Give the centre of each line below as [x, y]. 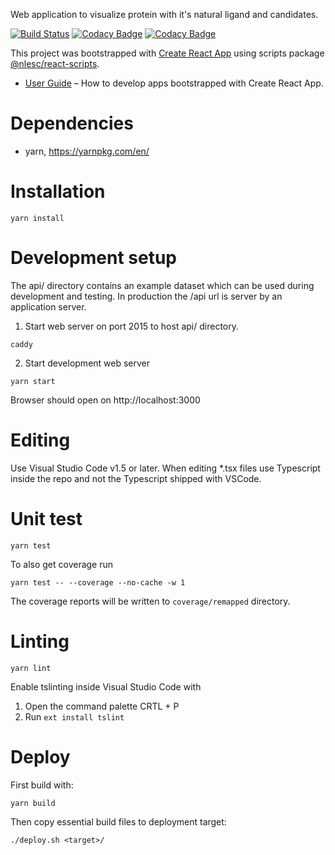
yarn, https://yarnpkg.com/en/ [87, 151]
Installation [58, 191]
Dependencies [72, 123]
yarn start [33, 381]
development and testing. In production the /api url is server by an [146, 296]
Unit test [46, 518]
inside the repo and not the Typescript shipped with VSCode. [136, 478]
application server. [48, 306]
